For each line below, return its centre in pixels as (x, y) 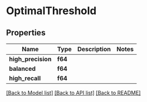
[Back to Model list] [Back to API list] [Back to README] (73, 93)
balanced (23, 69)
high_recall (25, 78)
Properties (26, 33)
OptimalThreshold (51, 11)
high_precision (30, 59)
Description (94, 49)
